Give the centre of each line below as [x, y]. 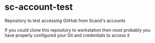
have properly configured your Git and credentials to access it [67, 35]
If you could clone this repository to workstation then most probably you [77, 30]
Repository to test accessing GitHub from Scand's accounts [65, 21]
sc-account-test [39, 7]
